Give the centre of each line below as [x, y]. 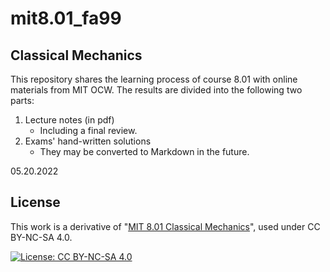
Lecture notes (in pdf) [69, 120]
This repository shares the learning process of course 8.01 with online [154, 79]
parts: [22, 100]
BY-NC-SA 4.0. [41, 237]
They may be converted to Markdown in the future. [144, 151]
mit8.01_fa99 [66, 18]
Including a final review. [88, 130]
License [35, 202]
